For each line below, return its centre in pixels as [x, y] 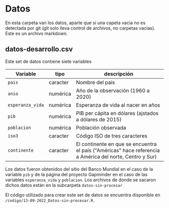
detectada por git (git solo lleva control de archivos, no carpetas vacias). [80, 28]
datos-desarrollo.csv [39, 49]
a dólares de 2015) [99, 119]
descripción [118, 74]
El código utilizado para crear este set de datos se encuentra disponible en [83, 195]
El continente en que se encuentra [116, 144]
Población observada [101, 127]
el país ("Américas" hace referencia [118, 150]
